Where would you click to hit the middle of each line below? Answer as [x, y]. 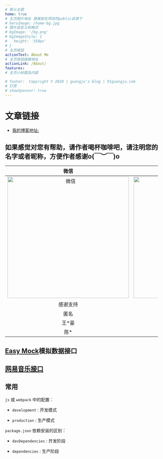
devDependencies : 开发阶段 [39, 441]
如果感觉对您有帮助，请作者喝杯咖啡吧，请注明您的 [81, 147]
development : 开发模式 [34, 410]
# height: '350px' [26, 41]
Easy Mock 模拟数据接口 [41, 351]
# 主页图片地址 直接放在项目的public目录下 [44, 18]
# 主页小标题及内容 [22, 73]
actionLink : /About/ [26, 64]
